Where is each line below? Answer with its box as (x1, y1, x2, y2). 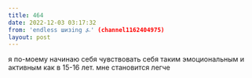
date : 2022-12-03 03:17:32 (8, 19, 97, 27)
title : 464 (8, 11, 44, 19)
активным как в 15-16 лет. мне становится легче (8, 63, 170, 73)
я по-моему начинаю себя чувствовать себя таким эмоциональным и (8, 55, 245, 64)
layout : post (8, 33, 51, 41)
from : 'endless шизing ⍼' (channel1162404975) (8, 26, 165, 34)
